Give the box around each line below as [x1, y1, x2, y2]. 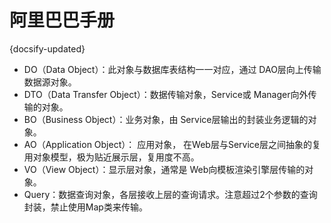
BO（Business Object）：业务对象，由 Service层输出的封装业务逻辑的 [23, 113, 309, 125]
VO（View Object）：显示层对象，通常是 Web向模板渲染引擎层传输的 [23, 163, 306, 175]
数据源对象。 [23, 76, 77, 88]
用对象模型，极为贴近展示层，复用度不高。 [23, 151, 200, 163]
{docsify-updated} [9, 42, 86, 55]
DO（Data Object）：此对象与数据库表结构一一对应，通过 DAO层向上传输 [23, 63, 322, 75]
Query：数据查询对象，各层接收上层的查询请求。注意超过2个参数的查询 [23, 188, 318, 200]
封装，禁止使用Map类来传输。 [23, 201, 148, 213]
